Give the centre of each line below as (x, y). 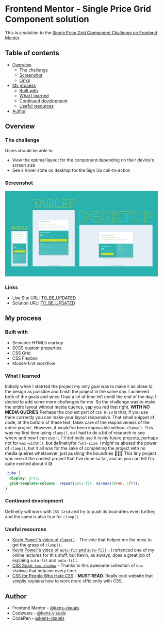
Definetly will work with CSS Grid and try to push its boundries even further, (80, 511)
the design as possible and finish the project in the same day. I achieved (77, 392)
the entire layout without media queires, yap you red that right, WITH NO (77, 407)
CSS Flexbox (25, 358)
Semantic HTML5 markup (38, 342)
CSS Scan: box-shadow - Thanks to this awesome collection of (73, 565)
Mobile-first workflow (34, 363)
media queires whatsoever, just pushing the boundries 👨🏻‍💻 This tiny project (81, 453)
